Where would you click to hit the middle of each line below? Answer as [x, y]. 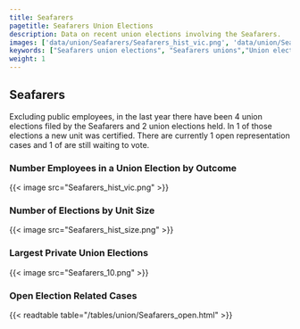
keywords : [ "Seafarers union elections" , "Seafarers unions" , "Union [139, 51]
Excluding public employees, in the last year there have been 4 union [136, 116]
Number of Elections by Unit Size [82, 210]
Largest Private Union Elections [79, 253]
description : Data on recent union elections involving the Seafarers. [145, 34]
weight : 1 [28, 59]
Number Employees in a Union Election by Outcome [123, 168]
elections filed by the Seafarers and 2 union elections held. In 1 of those [141, 126]
